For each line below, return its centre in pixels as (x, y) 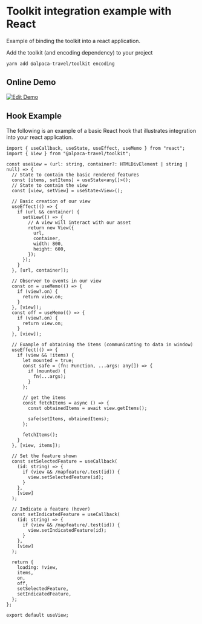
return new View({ (51, 228)
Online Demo (31, 82)
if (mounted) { (47, 371)
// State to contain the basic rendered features (75, 175)
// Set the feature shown (44, 456)
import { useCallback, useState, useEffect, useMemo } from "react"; (96, 148)
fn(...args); (50, 376)
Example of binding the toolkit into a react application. (73, 41)
